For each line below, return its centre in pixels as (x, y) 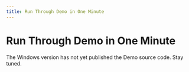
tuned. (14, 63)
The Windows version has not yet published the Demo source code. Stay (95, 57)
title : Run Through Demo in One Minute (55, 12)
